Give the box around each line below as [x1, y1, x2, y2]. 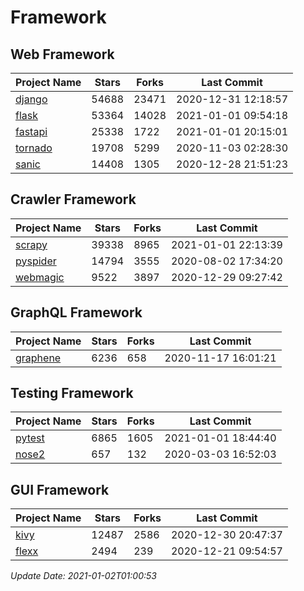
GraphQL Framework [10, 304, 143, 321]
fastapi [15, 125, 48, 138]
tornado [15, 141, 53, 155]
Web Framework [10, 46, 115, 63]
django [15, 92, 48, 106]
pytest [15, 431, 45, 445]
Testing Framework [10, 385, 134, 402]
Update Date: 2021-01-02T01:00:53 [10, 570, 157, 582]
